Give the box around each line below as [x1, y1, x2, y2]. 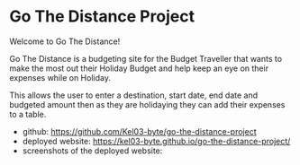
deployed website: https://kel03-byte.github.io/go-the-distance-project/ [22, 135, 291, 146]
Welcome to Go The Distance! [9, 36, 121, 47]
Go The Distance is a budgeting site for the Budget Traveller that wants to [9, 53, 282, 64]
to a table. [9, 109, 47, 119]
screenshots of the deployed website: [22, 145, 163, 156]
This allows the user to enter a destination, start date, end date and [9, 90, 259, 100]
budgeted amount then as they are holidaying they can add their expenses [9, 99, 286, 109]
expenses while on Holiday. [9, 72, 111, 82]
